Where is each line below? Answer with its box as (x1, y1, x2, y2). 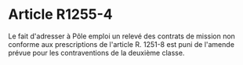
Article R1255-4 (8, 5, 114, 23)
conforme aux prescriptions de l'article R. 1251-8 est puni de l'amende (8, 39, 235, 49)
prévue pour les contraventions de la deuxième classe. (8, 48, 185, 57)
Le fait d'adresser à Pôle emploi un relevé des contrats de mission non (8, 31, 235, 41)
